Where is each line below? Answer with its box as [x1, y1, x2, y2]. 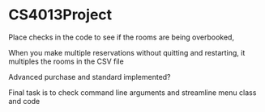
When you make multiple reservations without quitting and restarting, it [8, 48, 246, 57]
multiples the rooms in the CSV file [8, 56, 124, 66]
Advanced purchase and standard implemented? [8, 72, 172, 81]
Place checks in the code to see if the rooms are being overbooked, [8, 32, 235, 42]
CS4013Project [8, 6, 113, 24]
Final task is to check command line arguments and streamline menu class [8, 87, 257, 97]
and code [8, 96, 41, 106]
